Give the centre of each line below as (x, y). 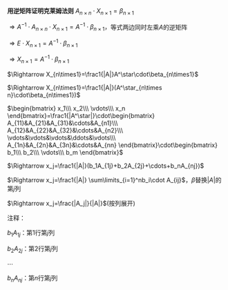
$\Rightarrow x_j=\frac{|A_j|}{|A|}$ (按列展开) (72, 204)
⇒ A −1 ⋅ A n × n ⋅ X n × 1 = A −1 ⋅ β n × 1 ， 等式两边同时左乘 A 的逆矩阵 (98, 27)
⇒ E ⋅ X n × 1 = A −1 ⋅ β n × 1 (44, 43)
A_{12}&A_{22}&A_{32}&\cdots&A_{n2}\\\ (65, 130)
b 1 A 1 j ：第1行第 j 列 (31, 233)
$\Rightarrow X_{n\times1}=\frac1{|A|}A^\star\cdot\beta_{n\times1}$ (103, 75)
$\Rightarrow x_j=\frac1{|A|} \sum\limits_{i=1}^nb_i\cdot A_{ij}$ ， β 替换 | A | (111, 180)
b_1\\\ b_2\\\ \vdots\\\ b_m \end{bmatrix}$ (65, 153)
